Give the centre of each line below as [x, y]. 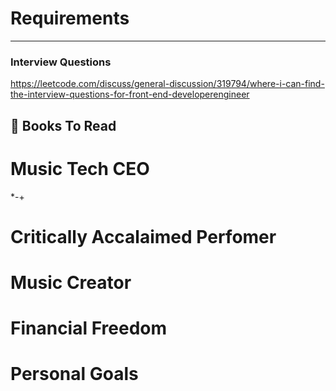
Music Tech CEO [80, 168]
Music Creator [71, 282]
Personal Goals [74, 374]
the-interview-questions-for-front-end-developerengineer [130, 94]
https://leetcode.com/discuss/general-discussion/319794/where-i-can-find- [167, 84]
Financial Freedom [89, 328]
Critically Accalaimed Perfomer [143, 236]
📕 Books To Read [63, 125]
